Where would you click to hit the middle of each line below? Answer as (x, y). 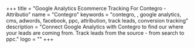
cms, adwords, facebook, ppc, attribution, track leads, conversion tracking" (97, 21)
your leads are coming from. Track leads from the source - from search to (95, 33)
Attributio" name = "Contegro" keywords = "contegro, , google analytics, (94, 14)
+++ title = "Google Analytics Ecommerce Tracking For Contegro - (86, 8)
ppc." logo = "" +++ (30, 39)
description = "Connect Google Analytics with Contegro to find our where (95, 27)
